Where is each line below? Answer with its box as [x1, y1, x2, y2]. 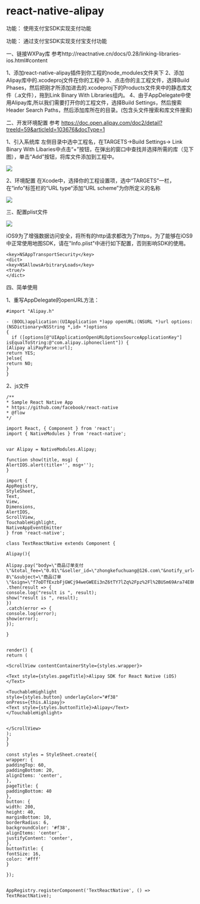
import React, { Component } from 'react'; [6, 425, 116, 431]
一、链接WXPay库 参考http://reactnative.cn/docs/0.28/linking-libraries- [6, 50, 182, 57]
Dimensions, [6, 503, 36, 510]
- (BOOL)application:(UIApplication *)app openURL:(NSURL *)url [6, 318, 169, 325]
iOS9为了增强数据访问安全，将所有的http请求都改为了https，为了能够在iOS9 [6, 232, 193, 239]
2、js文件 [6, 382, 30, 389]
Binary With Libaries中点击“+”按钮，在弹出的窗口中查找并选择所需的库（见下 [6, 145, 194, 153]
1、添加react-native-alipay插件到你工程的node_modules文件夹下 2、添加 [6, 69, 185, 76]
